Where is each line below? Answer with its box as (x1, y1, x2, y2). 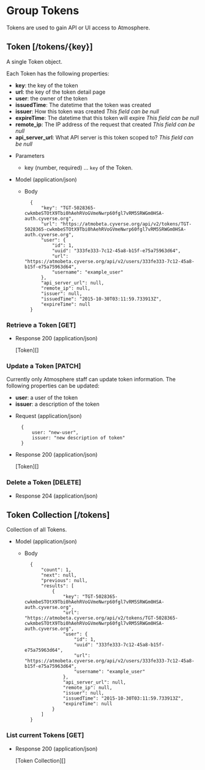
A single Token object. (6, 58, 62, 65)
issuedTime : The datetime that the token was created (15, 101, 151, 108)
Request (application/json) (15, 413, 82, 420)
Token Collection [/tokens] (6, 510, 110, 520)
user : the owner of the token (15, 94, 88, 102)
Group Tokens (6, 4, 80, 18)
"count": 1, (40, 567, 72, 573)
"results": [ (40, 583, 75, 589)
